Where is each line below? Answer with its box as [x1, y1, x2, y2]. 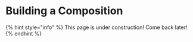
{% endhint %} [5, 30, 42, 37]
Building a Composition [5, 4, 123, 18]
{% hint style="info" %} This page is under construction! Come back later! [5, 24, 188, 31]
